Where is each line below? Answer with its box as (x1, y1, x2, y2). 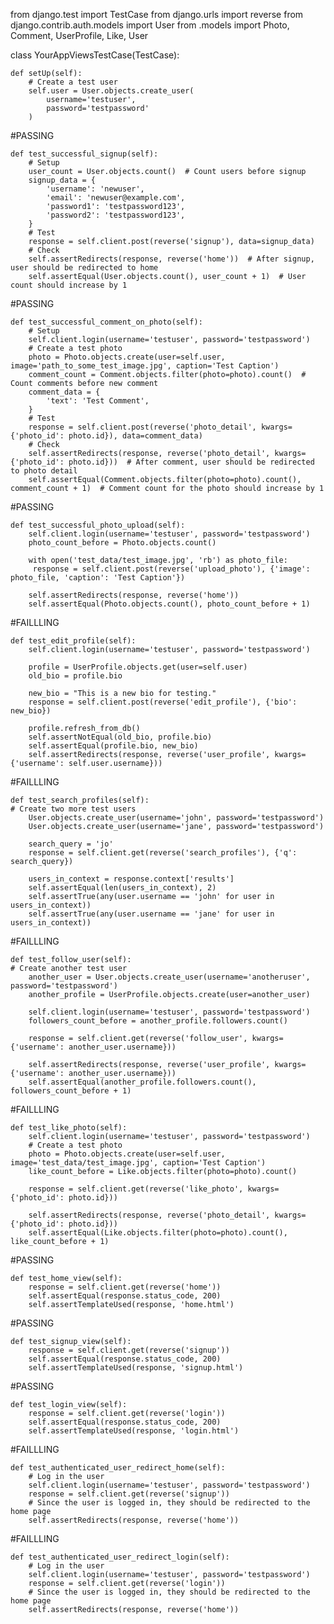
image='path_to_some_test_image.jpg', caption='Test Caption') (10, 361, 280, 371)
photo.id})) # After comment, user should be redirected (68, 457, 315, 467)
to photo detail (10, 466, 78, 476)
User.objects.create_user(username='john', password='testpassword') (28, 813, 325, 823)
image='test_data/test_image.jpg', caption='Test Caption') (10, 1158, 267, 1168)
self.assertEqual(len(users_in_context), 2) (28, 883, 217, 893)
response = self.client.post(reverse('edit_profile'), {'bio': (28, 697, 298, 707)
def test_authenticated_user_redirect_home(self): (10, 1463, 226, 1473)
